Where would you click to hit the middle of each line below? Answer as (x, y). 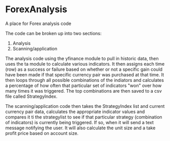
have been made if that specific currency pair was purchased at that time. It (85, 74)
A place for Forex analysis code (38, 23)
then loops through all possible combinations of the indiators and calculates (85, 80)
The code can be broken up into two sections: (53, 33)
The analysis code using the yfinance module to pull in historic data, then (82, 58)
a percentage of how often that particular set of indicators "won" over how (83, 86)
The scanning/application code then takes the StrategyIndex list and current (85, 106)
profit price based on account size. (42, 133)
